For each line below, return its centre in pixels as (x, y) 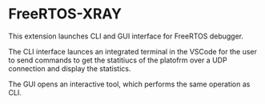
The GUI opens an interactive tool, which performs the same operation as (129, 84)
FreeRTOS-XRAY (65, 14)
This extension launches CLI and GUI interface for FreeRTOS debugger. (126, 36)
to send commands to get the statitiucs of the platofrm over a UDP (118, 60)
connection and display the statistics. (70, 68)
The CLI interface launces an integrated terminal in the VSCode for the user (133, 51)
